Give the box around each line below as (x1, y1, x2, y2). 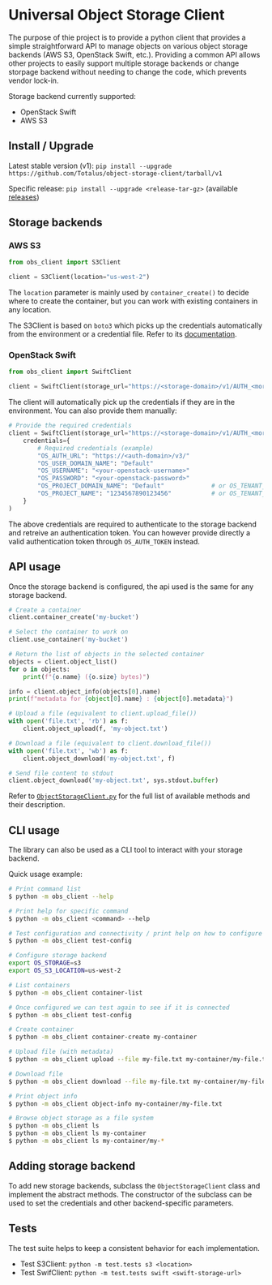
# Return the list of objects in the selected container (8, 651, 205, 659)
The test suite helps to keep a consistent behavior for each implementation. (8, 1243, 261, 1253)
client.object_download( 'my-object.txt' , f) (23, 754, 176, 763)
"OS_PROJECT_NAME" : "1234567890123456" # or (37, 489, 227, 498)
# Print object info (8, 1092, 79, 1100)
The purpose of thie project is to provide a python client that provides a (8, 32, 246, 42)
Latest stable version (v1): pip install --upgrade (8, 161, 172, 170)
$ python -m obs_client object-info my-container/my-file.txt (8, 1099, 223, 1108)
